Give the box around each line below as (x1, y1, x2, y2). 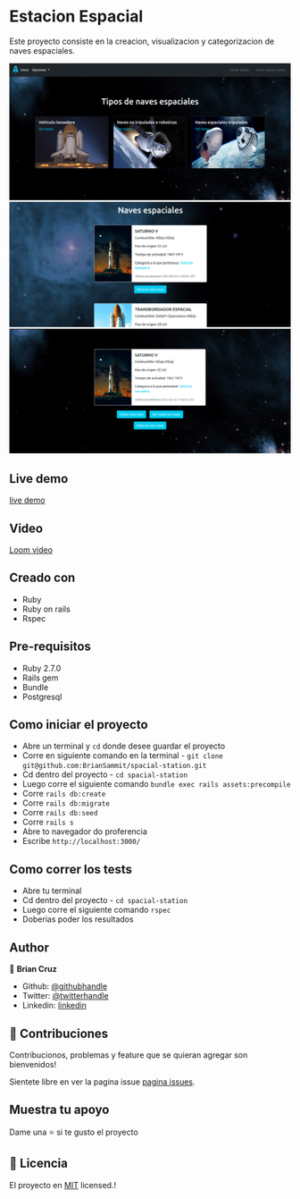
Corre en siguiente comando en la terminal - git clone (21, 750, 223, 761)
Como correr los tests (9, 861, 132, 877)
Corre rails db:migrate (21, 798, 110, 808)
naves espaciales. (9, 45, 76, 55)
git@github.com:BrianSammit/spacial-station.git (21, 762, 207, 771)
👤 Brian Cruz (9, 964, 57, 975)
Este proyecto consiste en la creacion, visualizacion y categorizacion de (9, 36, 275, 46)
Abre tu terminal (21, 885, 82, 896)
